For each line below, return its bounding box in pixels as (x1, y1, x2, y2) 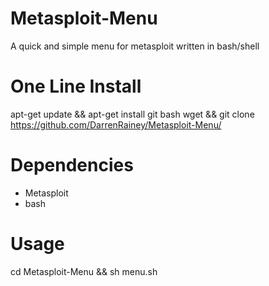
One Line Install (10, 75, 142, 98)
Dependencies (10, 154, 134, 177)
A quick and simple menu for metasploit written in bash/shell (10, 40, 260, 52)
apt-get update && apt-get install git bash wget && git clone (10, 108, 255, 120)
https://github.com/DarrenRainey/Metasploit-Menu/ (10, 118, 222, 131)
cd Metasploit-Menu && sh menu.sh (10, 265, 158, 277)
